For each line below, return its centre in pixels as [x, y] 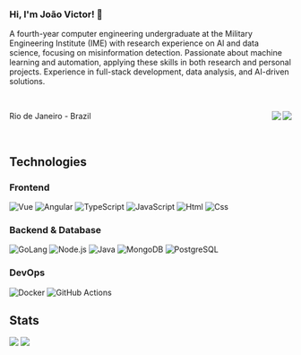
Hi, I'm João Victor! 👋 [56, 14]
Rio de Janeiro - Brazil [50, 117]
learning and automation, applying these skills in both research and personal [150, 63]
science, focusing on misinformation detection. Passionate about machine [146, 53]
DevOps [27, 273]
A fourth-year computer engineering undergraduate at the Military [131, 34]
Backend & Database [55, 229]
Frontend [30, 187]
